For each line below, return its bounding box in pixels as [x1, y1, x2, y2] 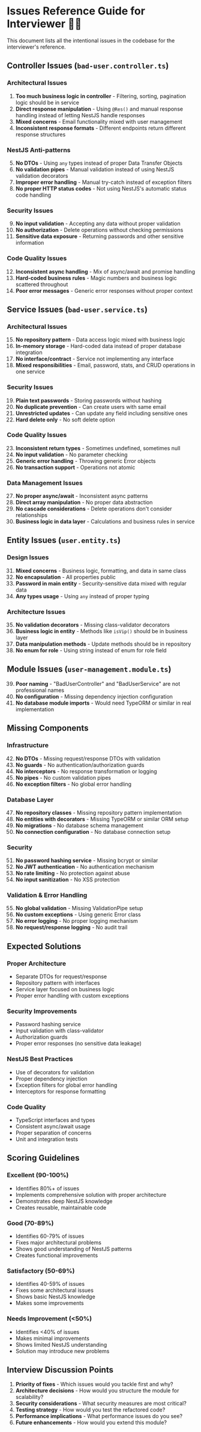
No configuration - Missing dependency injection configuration [15, 693, 173, 700]
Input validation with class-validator [15, 1027, 104, 1035]
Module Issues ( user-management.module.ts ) [7, 664, 172, 675]
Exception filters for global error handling [15, 1081, 118, 1089]
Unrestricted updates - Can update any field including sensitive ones [15, 409, 188, 417]
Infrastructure [7, 741, 49, 750]
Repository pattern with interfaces [15, 979, 100, 987]
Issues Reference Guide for [7, 4, 146, 18]
